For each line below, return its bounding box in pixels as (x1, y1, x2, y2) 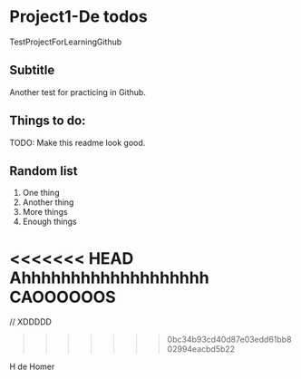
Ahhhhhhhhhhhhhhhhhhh (9, 267, 210, 287)
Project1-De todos (9, 6, 148, 27)
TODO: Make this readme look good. (9, 137, 146, 148)
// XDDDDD (9, 316, 53, 327)
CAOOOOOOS (9, 287, 116, 307)
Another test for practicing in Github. (9, 86, 147, 97)
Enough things (22, 216, 77, 228)
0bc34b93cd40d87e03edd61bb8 (167, 334, 292, 345)
